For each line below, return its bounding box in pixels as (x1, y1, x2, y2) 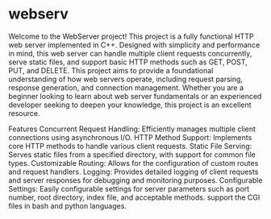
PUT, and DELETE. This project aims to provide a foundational (8, 65, 214, 75)
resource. (8, 108, 40, 118)
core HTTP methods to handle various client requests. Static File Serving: (8, 141, 252, 151)
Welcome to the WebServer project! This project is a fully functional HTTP (8, 31, 254, 41)
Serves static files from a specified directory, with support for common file (8, 150, 256, 159)
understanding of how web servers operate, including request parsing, (8, 74, 244, 84)
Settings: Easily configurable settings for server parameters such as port (8, 184, 250, 193)
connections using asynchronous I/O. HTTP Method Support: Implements (8, 132, 252, 142)
